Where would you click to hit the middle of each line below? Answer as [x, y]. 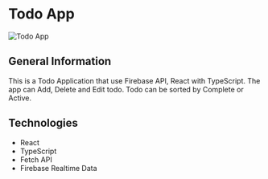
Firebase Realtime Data [59, 168]
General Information [60, 61]
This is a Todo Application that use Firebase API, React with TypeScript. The [134, 80]
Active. [20, 98]
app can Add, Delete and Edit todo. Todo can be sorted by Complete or [126, 89]
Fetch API [36, 159]
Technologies [43, 123]
